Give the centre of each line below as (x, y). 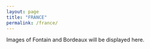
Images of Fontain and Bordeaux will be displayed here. (75, 40)
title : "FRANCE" (27, 17)
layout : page (23, 12)
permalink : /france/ (32, 23)
